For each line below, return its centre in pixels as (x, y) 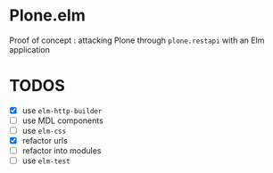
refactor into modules (62, 151)
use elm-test (46, 161)
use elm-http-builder (62, 110)
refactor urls (45, 141)
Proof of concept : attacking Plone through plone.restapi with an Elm (137, 40)
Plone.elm (48, 16)
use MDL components (63, 120)
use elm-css (44, 131)
